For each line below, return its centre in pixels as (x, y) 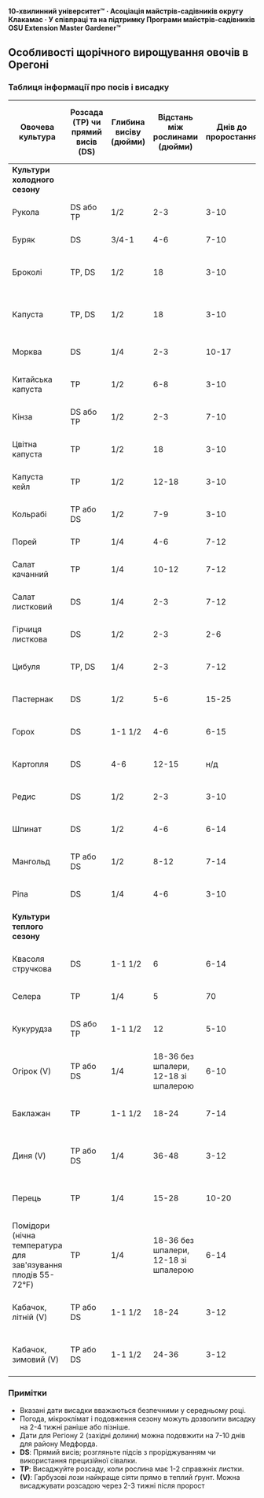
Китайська (32, 379)
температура (37, 1245)
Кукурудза (32, 1029)
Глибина (128, 122)
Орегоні (29, 64)
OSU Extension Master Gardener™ (64, 28)
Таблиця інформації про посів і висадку (89, 87)
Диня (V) (29, 1156)
